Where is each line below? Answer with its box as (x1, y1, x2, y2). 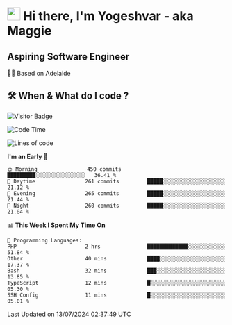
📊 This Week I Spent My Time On (7, 221, 106, 229)
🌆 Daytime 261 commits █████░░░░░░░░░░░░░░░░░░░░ (7, 178, 226, 185)
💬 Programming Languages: (7, 237, 82, 244)
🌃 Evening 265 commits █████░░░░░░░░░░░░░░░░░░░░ (7, 190, 226, 197)
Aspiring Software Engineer (7, 51, 130, 62)
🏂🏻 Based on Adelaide (7, 69, 71, 77)
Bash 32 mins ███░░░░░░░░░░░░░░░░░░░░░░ (7, 267, 226, 274)
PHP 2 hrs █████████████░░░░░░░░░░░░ (7, 243, 226, 250)
